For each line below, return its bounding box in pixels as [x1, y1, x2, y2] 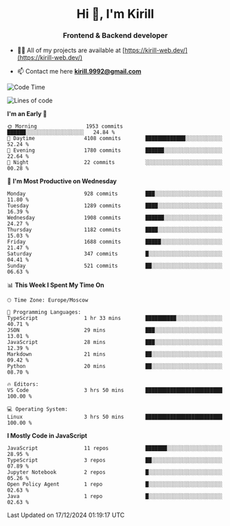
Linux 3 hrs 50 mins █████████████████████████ [7, 413, 223, 421]
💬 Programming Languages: [7, 309, 81, 316]
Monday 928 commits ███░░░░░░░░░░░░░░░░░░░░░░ [7, 190, 223, 198]
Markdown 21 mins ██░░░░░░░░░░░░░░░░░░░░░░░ [7, 351, 223, 358]
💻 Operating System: [7, 406, 69, 413]
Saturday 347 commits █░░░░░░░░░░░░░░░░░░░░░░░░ [7, 251, 223, 258]
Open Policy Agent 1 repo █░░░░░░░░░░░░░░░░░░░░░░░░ [7, 481, 223, 488]
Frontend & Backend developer [62, 31, 168, 41]
